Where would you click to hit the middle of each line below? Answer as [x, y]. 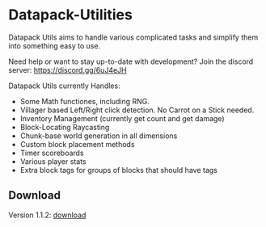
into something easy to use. [55, 45]
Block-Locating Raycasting [65, 127]
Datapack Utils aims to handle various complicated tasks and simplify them [133, 37]
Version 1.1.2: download [47, 215]
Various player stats [53, 161]
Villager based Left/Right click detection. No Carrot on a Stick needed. [137, 110]
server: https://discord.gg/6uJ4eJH [68, 69]
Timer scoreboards [52, 153]
